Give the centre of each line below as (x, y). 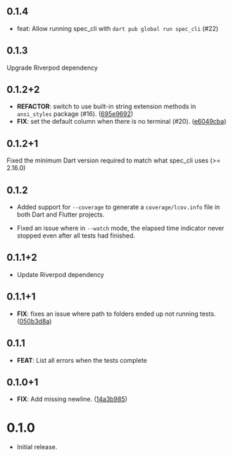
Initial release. (37, 447)
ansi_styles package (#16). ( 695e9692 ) (75, 114)
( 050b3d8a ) (34, 321)
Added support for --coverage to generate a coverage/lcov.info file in (118, 207)
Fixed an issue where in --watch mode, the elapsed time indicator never (120, 228)
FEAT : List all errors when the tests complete (82, 360)
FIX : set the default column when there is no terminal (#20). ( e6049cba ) (121, 122)
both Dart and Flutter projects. (61, 214)
